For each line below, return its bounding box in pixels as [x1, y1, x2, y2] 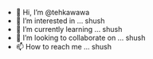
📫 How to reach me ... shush [15, 42, 112, 51]
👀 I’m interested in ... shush [15, 16, 105, 26]
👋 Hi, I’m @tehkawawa [15, 8, 90, 17]
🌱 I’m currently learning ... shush [15, 25, 123, 33]
